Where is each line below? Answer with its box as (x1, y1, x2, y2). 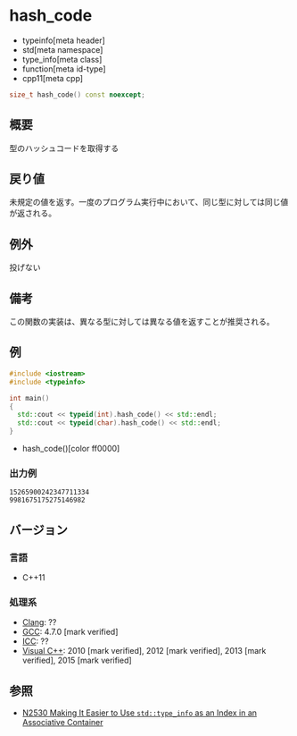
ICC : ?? (21, 636, 49, 647)
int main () (9, 393, 50, 402)
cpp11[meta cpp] (21, 72, 83, 83)
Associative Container (21, 717, 104, 728)
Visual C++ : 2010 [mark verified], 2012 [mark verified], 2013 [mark (21, 646, 267, 656)
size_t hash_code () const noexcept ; (9, 90, 145, 99)
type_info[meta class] (21, 54, 103, 64)
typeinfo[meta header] (21, 35, 105, 46)
